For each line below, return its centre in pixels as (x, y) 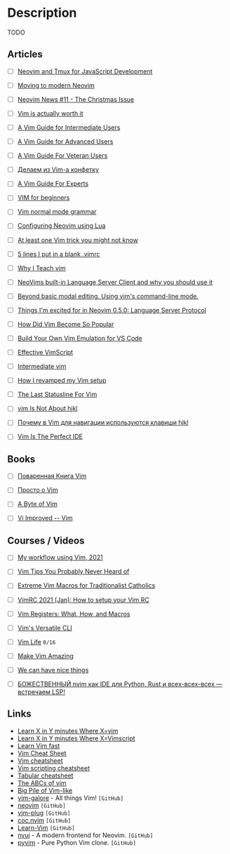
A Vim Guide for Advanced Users (65, 142)
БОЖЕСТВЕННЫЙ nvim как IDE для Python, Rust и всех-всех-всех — (120, 684)
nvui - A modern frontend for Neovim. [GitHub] (85, 835)
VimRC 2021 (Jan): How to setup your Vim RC (83, 599)
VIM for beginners (43, 198)
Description (42, 13)
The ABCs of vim (42, 782)
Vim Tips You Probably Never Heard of (73, 571)
